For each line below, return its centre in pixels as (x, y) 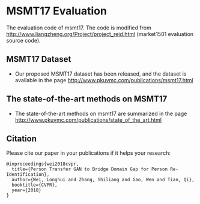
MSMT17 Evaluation (56, 11)
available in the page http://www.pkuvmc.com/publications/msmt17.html (104, 80)
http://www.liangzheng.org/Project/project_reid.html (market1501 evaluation (100, 34)
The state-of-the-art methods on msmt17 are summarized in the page (101, 113)
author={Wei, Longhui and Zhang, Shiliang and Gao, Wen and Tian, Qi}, (103, 180)
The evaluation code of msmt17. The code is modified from (79, 28)
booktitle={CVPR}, (35, 185)
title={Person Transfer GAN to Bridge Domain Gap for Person (90, 169)
